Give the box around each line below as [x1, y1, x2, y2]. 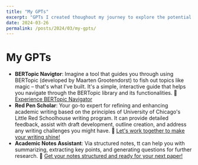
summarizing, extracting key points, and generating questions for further [14, 146, 192, 153]
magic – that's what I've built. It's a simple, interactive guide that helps [14, 83, 186, 90]
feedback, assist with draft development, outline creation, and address [14, 121, 187, 128]
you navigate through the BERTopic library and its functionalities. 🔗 [14, 90, 177, 97]
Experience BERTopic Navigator [14, 96, 93, 103]
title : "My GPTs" [6, 8, 49, 15]
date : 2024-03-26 [6, 20, 49, 26]
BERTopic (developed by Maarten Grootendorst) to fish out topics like [14, 77, 184, 84]
